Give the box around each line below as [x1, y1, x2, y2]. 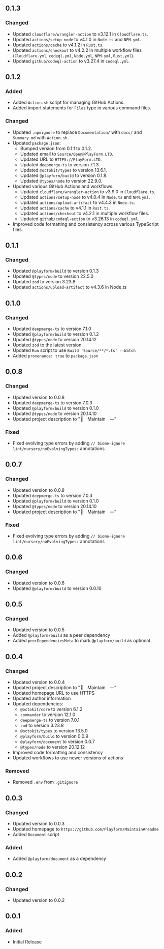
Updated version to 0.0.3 [12, 821, 65, 827]
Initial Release [12, 938, 42, 945]
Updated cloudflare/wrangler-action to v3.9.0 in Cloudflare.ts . [20, 188, 156, 195]
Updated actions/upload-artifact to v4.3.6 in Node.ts [12, 284, 127, 290]
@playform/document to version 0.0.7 [20, 738, 95, 745]
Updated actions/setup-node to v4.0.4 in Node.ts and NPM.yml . [20, 194, 150, 200]
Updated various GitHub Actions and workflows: [12, 183, 114, 189]
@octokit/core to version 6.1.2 [20, 706, 83, 713]
